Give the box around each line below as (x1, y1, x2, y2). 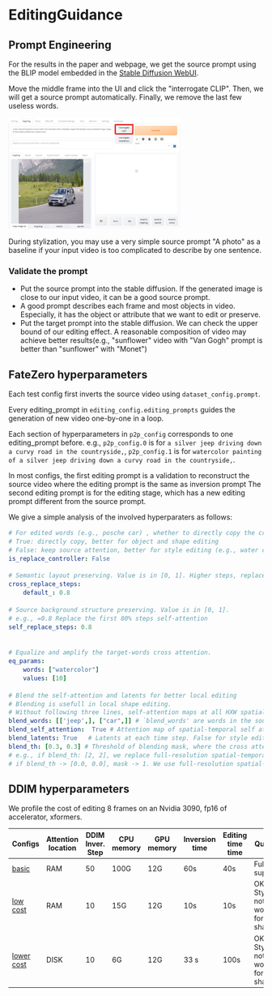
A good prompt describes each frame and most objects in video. (19, 301, 236, 311)
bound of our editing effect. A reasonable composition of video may (19, 327, 247, 337)
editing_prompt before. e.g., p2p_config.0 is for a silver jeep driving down (8, 438, 262, 447)
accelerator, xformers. (8, 812, 83, 822)
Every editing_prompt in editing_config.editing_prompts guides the (8, 405, 236, 415)
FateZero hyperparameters (8, 367, 148, 382)
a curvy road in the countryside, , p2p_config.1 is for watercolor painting (8, 447, 262, 456)
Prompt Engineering (8, 38, 112, 52)
